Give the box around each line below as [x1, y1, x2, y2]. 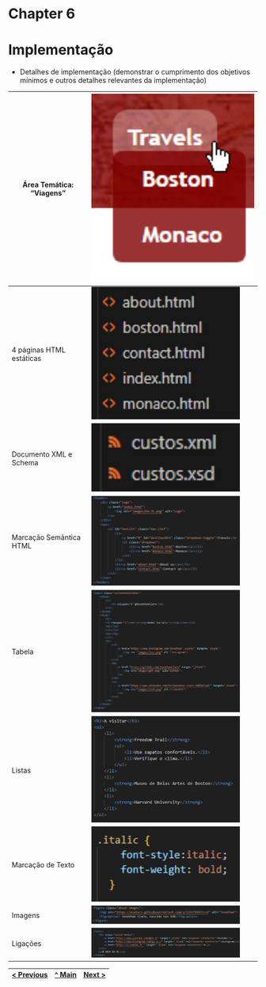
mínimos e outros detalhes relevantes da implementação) [19, 76, 207, 85]
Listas [11, 765, 32, 775]
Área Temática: [22, 180, 74, 189]
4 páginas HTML [11, 345, 66, 355]
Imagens [11, 911, 40, 921]
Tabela [11, 647, 34, 657]
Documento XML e [11, 449, 73, 459]
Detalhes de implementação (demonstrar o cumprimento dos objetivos [19, 67, 251, 77]
